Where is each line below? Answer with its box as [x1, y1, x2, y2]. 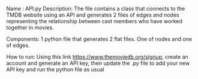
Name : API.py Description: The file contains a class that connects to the [6, 5, 185, 12]
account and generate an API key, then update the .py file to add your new [6, 59, 190, 67]
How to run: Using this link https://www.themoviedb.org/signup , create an [6, 53, 189, 60]
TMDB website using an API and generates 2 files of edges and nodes [6, 11, 179, 18]
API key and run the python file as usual [6, 66, 105, 73]
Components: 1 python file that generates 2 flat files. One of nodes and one [6, 36, 193, 42]
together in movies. [6, 24, 54, 31]
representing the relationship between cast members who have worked [6, 18, 183, 24]
